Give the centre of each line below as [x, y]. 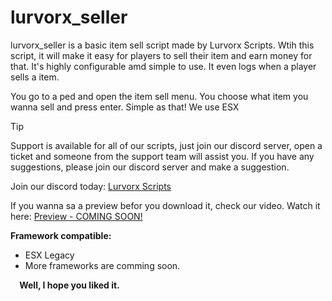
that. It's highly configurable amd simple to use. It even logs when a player [163, 66]
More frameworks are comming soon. [102, 265]
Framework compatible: [61, 235]
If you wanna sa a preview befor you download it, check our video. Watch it [165, 205]
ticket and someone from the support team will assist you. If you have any [162, 156]
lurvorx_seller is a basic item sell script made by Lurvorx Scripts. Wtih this [162, 45]
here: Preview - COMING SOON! [76, 216]
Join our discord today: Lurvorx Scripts [91, 186]
